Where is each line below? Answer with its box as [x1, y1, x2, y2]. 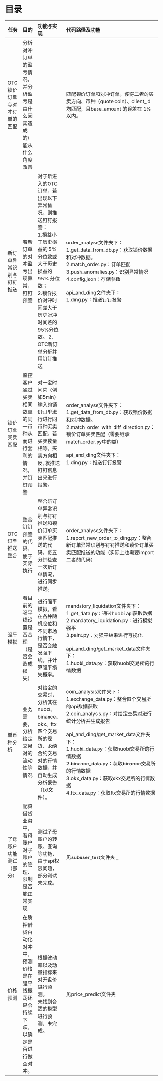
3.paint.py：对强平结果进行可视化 [66, 632, 143, 638]
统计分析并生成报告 [66, 717, 111, 724]
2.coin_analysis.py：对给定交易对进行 [66, 710, 152, 717]
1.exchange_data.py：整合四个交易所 [66, 695, 151, 702]
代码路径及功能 [66, 26, 101, 33]
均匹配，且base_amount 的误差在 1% [66, 105, 151, 112]
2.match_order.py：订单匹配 [66, 261, 131, 268]
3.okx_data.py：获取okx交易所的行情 [66, 775, 150, 782]
